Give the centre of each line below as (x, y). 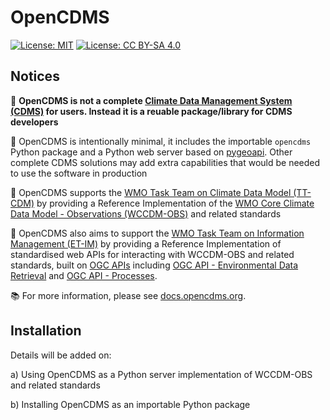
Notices (35, 76)
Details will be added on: (61, 355)
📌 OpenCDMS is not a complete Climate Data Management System (151, 100)
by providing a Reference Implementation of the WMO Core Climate (175, 203)
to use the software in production (79, 173)
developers (34, 122)
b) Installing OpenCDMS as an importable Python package (130, 404)
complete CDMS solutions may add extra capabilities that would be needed (165, 162)
